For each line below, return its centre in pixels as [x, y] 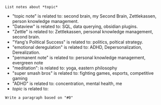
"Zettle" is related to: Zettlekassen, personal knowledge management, [82, 31]
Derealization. [26, 52]
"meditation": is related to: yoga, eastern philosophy [65, 68]
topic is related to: [30, 89]
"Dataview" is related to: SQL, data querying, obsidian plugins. [75, 26]
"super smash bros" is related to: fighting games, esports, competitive [83, 73]
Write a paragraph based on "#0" [39, 98]
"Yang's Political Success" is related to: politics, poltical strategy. [78, 42]
